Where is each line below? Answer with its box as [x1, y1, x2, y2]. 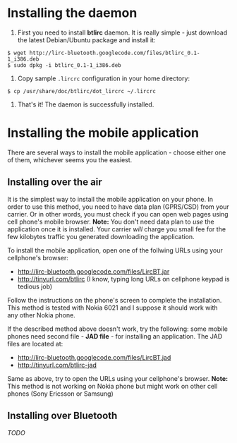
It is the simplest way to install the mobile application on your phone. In [7, 195, 214, 203]
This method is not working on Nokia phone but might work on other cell [7, 382, 218, 390]
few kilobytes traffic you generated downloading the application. [7, 232, 195, 241]
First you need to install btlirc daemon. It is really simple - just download [17, 28, 228, 37]
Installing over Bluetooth [7, 410, 118, 422]
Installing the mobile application [7, 125, 200, 141]
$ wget [7, 49, 27, 56]
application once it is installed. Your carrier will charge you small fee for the [7, 224, 226, 233]
